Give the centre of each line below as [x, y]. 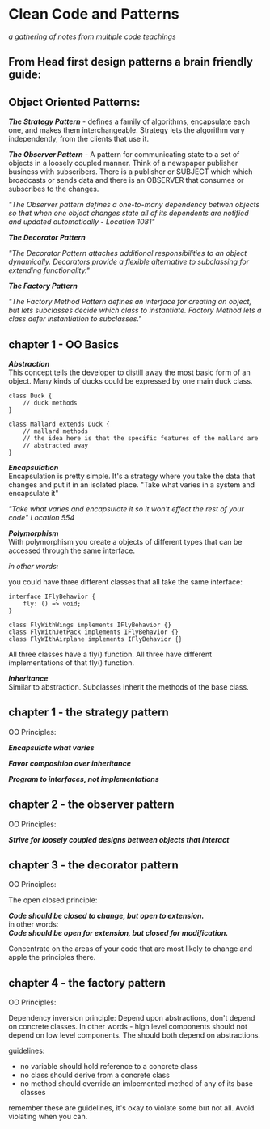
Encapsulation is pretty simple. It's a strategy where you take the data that [132, 476]
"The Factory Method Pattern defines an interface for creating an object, [130, 302]
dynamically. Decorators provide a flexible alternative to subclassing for [129, 262]
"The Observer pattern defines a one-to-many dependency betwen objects [134, 205]
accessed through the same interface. [72, 550]
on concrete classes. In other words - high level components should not [128, 1027]
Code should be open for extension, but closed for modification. [118, 933]
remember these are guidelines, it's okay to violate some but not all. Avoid [131, 1108]
